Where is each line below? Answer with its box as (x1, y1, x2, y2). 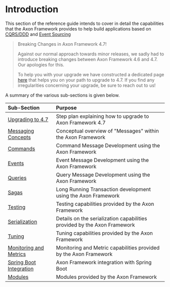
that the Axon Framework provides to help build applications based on (5, 25, 152, 31)
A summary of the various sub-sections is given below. (5, 92, 120, 98)
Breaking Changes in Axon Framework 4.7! (17, 41, 107, 47)
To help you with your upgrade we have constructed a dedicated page (17, 71, 164, 77)
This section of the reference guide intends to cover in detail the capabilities (5, 20, 164, 26)
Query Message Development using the (56, 171, 150, 178)
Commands (8, 145, 35, 152)
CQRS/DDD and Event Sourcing (5, 31, 71, 37)
